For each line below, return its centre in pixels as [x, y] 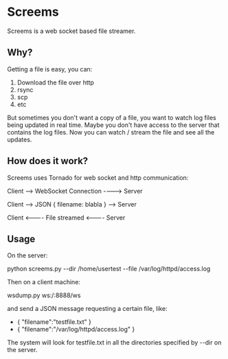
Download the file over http [56, 82]
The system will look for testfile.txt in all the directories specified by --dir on [114, 343]
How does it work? [48, 161]
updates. [20, 139]
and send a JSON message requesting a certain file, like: [88, 309]
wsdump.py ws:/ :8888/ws [44, 295]
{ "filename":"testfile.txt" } [54, 322]
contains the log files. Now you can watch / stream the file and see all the [111, 132]
